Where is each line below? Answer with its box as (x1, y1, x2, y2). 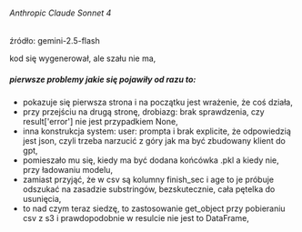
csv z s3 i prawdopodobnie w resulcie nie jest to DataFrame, (22, 213, 250, 224)
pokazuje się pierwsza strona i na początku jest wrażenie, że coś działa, (22, 96, 293, 108)
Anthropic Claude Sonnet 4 (9, 7, 112, 18)
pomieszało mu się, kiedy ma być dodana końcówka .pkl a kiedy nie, (22, 155, 279, 166)
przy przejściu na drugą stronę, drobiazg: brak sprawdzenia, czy (22, 106, 266, 117)
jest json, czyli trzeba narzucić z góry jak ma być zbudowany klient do (22, 136, 287, 146)
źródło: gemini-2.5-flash (9, 35, 100, 46)
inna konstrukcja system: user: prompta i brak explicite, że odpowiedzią (22, 126, 291, 136)
